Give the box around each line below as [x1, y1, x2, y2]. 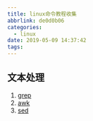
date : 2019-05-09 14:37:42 [7, 37, 87, 44]
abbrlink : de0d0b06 [7, 17, 65, 24]
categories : [7, 23, 42, 31]
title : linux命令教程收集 [7, 10, 77, 18]
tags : [7, 43, 23, 51]
